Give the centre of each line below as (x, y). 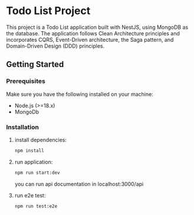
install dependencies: (40, 140)
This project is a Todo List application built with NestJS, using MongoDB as (97, 27)
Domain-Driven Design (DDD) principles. (55, 46)
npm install (29, 150)
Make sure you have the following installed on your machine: (80, 94)
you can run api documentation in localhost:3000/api (79, 184)
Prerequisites (26, 81)
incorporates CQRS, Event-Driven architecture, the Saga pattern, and (90, 39)
